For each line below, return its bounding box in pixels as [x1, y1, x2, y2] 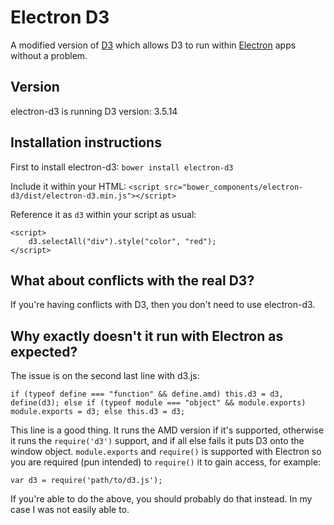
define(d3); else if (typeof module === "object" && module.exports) [10, 398, 307, 408]
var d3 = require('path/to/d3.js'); [10, 476, 163, 486]
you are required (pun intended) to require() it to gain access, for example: [10, 456, 322, 468]
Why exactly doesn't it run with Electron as [10, 327, 284, 345]
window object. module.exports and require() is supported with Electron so [10, 446, 322, 458]
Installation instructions [10, 134, 162, 151]
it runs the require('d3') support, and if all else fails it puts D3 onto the [10, 435, 305, 447]
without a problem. [10, 49, 88, 61]
